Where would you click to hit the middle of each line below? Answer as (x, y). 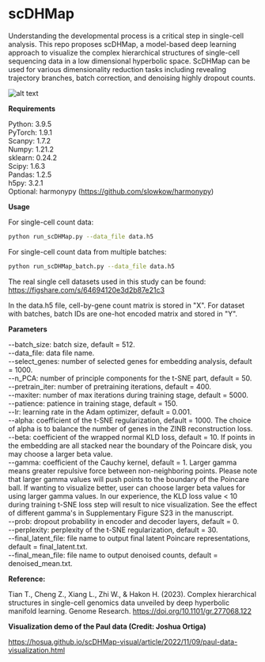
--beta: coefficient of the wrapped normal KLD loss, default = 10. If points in (132, 437)
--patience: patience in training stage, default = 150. (93, 403)
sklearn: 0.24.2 (33, 157)
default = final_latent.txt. (48, 546)
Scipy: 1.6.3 (27, 166)
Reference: (27, 579)
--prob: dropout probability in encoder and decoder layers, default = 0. (124, 521)
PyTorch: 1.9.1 (30, 132)
